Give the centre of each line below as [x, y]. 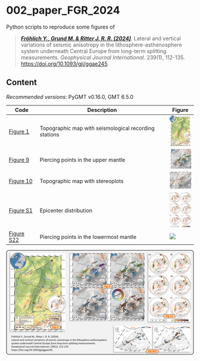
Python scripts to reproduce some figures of [60, 27]
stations [49, 135]
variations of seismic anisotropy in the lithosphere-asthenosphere [101, 45]
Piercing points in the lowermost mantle [88, 236]
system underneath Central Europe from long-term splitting [93, 51]
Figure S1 [21, 210]
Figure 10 [21, 181]
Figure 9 [19, 160]
